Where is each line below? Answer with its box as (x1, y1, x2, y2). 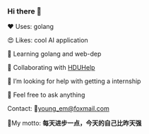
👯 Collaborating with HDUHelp (7, 63, 95, 72)
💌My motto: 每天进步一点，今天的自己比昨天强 (7, 119, 142, 128)
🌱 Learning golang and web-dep (7, 49, 102, 59)
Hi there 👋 (7, 6, 42, 16)
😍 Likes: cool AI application (7, 36, 88, 44)
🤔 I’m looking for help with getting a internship (7, 77, 141, 85)
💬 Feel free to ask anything (7, 91, 85, 99)
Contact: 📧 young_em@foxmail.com (7, 104, 109, 113)
